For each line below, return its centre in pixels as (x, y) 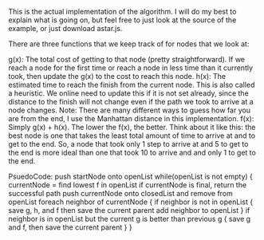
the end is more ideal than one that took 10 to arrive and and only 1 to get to (132, 152)
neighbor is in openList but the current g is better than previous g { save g (130, 219)
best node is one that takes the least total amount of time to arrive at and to (132, 136)
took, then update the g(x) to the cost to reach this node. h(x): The (117, 76)
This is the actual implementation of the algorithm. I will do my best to (122, 12)
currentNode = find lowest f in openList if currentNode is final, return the (128, 185)
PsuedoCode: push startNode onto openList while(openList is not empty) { (131, 176)
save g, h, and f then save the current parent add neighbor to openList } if (129, 210)
